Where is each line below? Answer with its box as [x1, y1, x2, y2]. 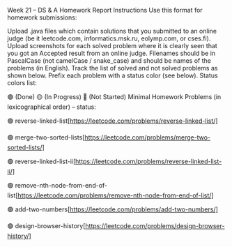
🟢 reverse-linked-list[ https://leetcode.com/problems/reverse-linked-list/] [7, 117, 218, 125]
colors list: [7, 79, 37, 87]
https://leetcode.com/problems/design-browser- [85, 222, 225, 230]
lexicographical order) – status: [7, 103, 96, 111]
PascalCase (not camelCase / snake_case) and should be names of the [7, 57, 211, 65]
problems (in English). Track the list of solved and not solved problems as [7, 64, 218, 72]
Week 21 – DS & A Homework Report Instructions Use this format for [7, 6, 203, 14]
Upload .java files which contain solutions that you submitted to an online [7, 27, 217, 35]
